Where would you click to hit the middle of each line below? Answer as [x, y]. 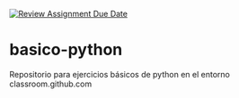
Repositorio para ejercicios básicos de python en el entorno [120, 74]
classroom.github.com [51, 84]
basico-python [66, 50]
